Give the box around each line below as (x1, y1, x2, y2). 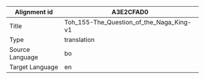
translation (64, 36, 95, 44)
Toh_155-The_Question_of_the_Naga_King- (64, 18, 192, 26)
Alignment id (15, 8, 53, 16)
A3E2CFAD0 (112, 8, 149, 16)
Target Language (9, 63, 59, 71)
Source (9, 46, 31, 53)
